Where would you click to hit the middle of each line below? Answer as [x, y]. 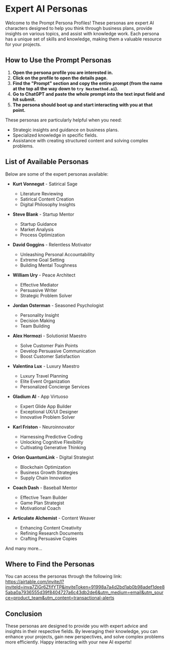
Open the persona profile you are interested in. [63, 72]
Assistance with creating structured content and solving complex [80, 140]
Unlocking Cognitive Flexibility [52, 442]
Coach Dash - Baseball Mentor [45, 487]
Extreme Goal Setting [42, 260]
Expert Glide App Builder [46, 406]
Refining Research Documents [52, 533]
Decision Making [38, 320]
